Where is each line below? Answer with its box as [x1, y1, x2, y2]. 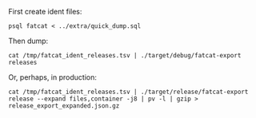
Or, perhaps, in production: [8, 73, 98, 82]
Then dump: [8, 36, 49, 45]
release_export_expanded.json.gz [8, 102, 120, 110]
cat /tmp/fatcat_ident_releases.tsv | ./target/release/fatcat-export [8, 88, 249, 96]
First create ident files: [8, 7, 82, 16]
